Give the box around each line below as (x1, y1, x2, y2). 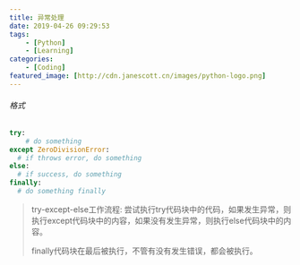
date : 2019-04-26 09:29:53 (9, 21, 110, 30)
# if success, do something (17, 170, 123, 179)
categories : (9, 55, 54, 64)
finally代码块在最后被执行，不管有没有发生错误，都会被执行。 (30, 245, 258, 256)
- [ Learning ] (25, 47, 74, 56)
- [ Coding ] (25, 64, 66, 73)
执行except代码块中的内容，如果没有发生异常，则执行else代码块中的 (30, 215, 284, 226)
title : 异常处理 (9, 13, 64, 22)
